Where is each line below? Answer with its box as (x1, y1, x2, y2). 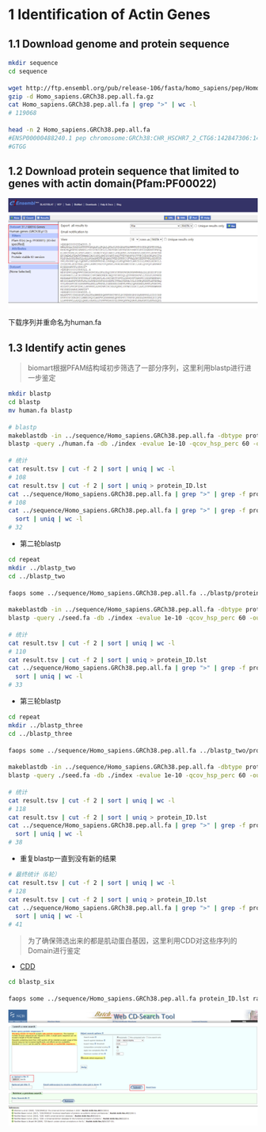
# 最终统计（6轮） (8, 871, 61, 879)
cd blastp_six (8, 978, 55, 986)
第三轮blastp (19, 696, 62, 706)
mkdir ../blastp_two (8, 564, 77, 572)
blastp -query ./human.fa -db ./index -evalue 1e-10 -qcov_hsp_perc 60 (8, 440, 249, 448)
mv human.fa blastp (8, 406, 73, 414)
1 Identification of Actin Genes (8, 6, 211, 24)
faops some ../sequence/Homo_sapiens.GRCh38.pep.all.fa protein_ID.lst (8, 994, 249, 1003)
